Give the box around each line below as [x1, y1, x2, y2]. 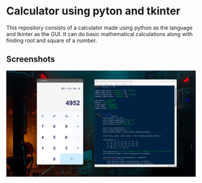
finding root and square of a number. [6, 37, 97, 44]
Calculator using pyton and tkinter [6, 4, 181, 18]
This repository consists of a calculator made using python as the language [6, 24, 193, 31]
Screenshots [6, 54, 55, 64]
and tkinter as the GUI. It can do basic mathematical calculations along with [6, 30, 193, 37]
